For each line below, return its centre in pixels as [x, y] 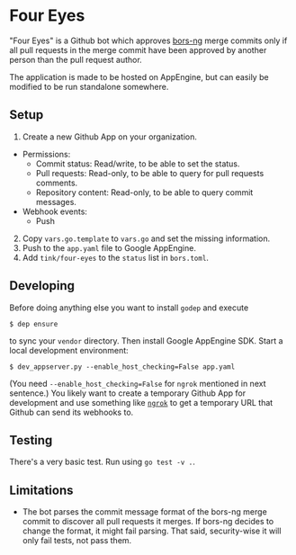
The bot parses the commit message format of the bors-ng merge [144, 512]
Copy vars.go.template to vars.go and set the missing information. [146, 238]
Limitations [41, 490]
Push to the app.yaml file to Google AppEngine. [109, 247]
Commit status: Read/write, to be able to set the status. [138, 164]
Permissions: [46, 154]
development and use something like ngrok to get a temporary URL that [141, 402]
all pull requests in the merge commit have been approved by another [138, 49]
